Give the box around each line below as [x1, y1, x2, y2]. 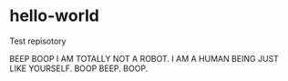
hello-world [9, 5, 100, 26]
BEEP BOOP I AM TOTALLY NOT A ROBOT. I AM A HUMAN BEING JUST [9, 53, 280, 64]
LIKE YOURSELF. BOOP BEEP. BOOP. [9, 63, 149, 74]
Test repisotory [9, 35, 67, 46]
